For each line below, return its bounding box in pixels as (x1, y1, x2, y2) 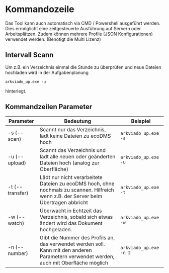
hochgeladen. (39, 226, 72, 233)
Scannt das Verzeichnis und (39, 147, 106, 154)
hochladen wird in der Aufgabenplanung (5, 69, 89, 75)
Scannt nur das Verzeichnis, (39, 126, 106, 133)
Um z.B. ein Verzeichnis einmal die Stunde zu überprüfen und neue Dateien (5, 64, 162, 70)
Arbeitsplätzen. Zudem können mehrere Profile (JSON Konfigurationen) (5, 31, 153, 37)
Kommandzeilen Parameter (5, 103, 93, 111)
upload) (8, 159, 26, 166)
